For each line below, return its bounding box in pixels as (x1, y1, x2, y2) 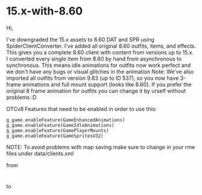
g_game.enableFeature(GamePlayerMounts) (6, 127, 110, 133)
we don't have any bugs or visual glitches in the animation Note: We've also (6, 68, 194, 75)
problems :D (6, 94, 37, 101)
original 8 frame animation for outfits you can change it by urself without (6, 87, 186, 94)
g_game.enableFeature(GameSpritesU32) (6, 133, 104, 139)
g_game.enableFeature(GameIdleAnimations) (6, 122, 115, 128)
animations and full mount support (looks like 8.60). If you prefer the (22, 80, 192, 88)
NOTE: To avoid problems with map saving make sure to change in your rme (6, 143, 195, 150)
